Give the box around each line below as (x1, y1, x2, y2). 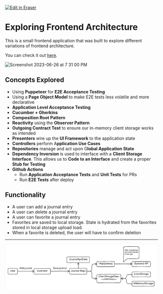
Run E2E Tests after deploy (19, 177, 74, 183)
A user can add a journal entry (12, 203, 73, 209)
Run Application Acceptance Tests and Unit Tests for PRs (19, 171, 137, 177)
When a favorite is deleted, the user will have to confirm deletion (12, 229, 141, 236)
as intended (12, 130, 36, 136)
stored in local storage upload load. (12, 224, 83, 230)
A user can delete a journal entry (12, 209, 78, 215)
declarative (12, 99, 35, 105)
